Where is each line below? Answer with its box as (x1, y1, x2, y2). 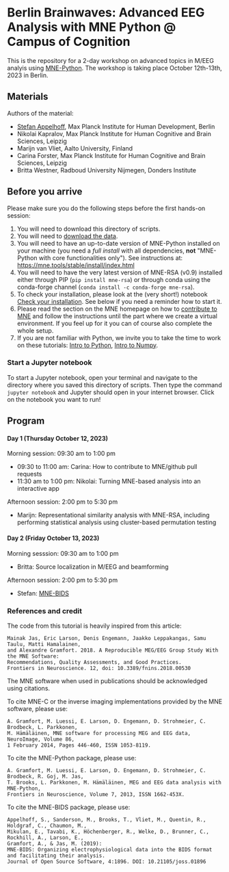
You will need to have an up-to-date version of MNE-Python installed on (16, 239, 220, 247)
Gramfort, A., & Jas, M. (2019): (7, 840, 103, 847)
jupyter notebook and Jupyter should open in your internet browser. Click (7, 388, 215, 396)
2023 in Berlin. (7, 70, 49, 79)
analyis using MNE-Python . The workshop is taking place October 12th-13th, (7, 64, 222, 72)
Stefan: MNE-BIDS (16, 589, 70, 597)
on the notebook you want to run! (7, 395, 101, 403)
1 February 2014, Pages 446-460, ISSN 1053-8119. (7, 741, 152, 749)
